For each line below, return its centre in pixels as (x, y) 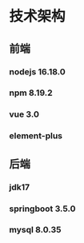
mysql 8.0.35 (35, 230)
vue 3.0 (24, 114)
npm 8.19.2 (31, 93)
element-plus (36, 136)
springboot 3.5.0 (42, 209)
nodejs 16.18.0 (38, 71)
